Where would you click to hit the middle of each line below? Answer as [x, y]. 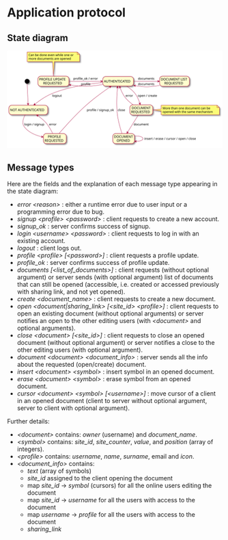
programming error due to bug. [60, 212]
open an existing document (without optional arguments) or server [110, 313]
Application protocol [67, 13]
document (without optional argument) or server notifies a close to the [116, 343]
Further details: [28, 422]
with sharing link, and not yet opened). [71, 292]
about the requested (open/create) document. [82, 365]
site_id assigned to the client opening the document [100, 478]
